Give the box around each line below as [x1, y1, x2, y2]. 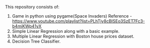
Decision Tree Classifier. [12, 38, 61, 44]
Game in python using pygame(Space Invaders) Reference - [12, 13, 132, 19]
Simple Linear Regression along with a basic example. [12, 29, 120, 34]
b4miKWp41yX [12, 23, 42, 29]
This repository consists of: [5, 4, 60, 10]
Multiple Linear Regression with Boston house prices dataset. [12, 33, 135, 39]
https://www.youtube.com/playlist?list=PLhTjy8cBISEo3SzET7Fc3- [12, 19, 145, 24]
